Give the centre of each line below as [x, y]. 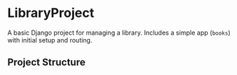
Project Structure [46, 63]
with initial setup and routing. [50, 40]
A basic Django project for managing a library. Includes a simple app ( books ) [119, 33]
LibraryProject [51, 13]
